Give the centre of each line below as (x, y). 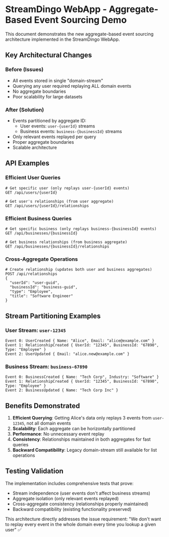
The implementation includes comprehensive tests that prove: (69, 483)
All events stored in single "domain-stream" (58, 80)
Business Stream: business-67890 (46, 367)
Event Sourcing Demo (80, 20)
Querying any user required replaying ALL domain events (72, 86)
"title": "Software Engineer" (41, 296)
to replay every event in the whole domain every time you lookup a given (81, 524)
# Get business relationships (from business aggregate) (66, 242)
